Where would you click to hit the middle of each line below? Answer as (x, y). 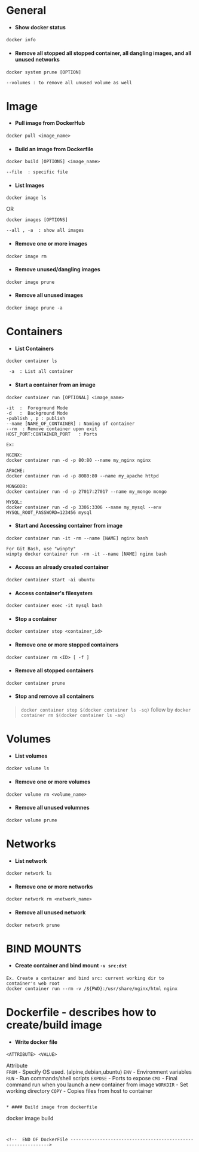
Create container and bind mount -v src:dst (71, 966)
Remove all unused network (50, 912)
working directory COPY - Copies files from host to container (79, 1091)
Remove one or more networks (54, 886)
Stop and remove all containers (54, 696)
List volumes (31, 756)
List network (31, 860)
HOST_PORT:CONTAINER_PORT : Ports (52, 434)
